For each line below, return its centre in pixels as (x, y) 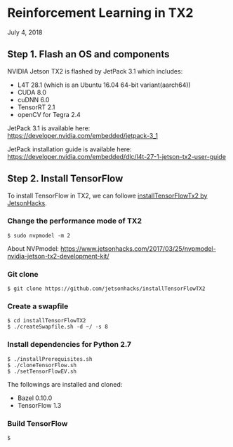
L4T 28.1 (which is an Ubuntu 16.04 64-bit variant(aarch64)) (104, 85)
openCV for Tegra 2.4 (49, 114)
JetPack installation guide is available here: (69, 149)
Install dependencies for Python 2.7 (69, 345)
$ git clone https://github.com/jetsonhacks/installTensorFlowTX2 (106, 289)
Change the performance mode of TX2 (75, 221)
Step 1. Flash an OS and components (88, 54)
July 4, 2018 (25, 32)
